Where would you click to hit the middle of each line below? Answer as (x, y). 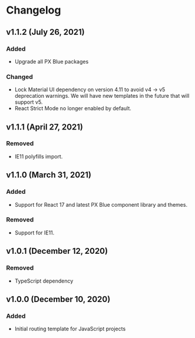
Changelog (34, 10)
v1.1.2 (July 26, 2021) (45, 32)
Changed (20, 77)
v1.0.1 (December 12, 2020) (57, 251)
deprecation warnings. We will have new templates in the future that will (102, 96)
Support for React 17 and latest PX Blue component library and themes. (101, 204)
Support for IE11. (34, 233)
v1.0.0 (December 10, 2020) (58, 299)
